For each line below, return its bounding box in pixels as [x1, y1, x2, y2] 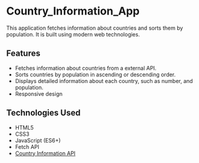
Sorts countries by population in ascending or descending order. [15, 71, 176, 78]
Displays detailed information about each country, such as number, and [15, 77, 194, 84]
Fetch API [15, 143, 39, 150]
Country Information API [15, 150, 76, 157]
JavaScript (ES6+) [15, 136, 61, 144]
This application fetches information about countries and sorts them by [6, 24, 183, 32]
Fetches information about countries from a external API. [15, 64, 157, 72]
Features [6, 48, 41, 59]
